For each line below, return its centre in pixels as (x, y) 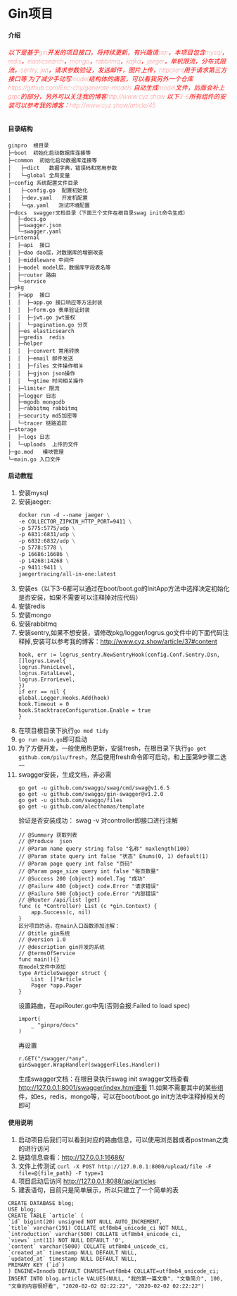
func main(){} (39, 959)
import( (29, 1019)
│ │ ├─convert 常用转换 (44, 351)
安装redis (32, 606)
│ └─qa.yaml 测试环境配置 (49, 205)
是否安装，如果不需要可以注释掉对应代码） (80, 597)
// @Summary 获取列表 (48, 835)
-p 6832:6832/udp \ (47, 541)
